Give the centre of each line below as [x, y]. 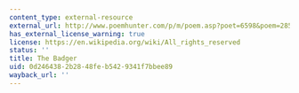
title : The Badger [43, 58]
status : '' [29, 50]
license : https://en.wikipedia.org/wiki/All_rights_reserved [125, 42]
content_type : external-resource [71, 17]
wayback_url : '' [39, 75]
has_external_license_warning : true [77, 34]
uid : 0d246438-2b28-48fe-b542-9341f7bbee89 [91, 67]
